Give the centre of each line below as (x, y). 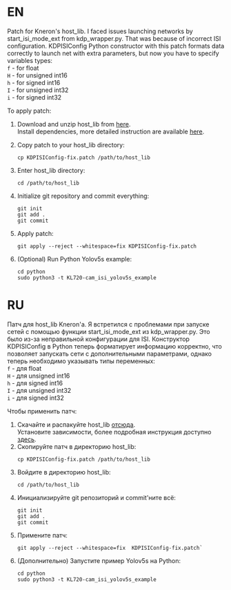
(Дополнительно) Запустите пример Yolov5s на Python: (99, 560)
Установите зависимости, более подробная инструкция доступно (114, 432)
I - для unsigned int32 (39, 390)
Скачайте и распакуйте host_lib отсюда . (76, 424)
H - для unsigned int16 (39, 376)
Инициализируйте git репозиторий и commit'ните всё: (96, 497)
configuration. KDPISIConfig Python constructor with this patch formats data (116, 46)
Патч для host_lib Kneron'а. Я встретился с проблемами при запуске (108, 324)
